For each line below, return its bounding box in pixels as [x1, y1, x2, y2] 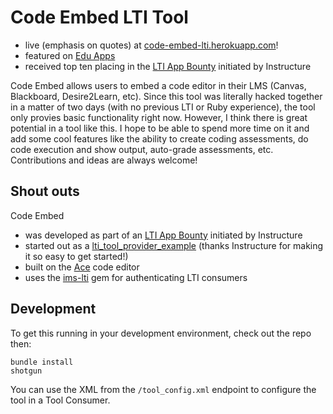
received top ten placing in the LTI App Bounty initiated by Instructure [24, 60, 312, 72]
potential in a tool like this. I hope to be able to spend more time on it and [10, 122, 310, 134]
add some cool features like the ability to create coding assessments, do [10, 132, 309, 145]
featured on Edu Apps [24, 49, 116, 61]
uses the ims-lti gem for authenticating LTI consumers [24, 271, 248, 283]
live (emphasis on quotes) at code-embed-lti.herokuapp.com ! [24, 39, 279, 51]
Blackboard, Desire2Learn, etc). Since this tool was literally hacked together [10, 90, 323, 102]
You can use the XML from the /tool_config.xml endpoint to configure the [10, 383, 317, 395]
